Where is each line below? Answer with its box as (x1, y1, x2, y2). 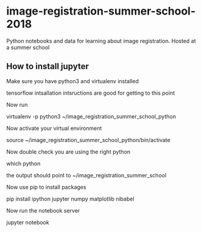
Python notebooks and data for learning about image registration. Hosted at (6, 37, 196, 44)
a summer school (6, 44, 50, 51)
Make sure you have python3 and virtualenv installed (6, 77, 139, 84)
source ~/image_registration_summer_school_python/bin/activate (6, 136, 170, 143)
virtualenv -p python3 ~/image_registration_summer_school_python (6, 112, 176, 120)
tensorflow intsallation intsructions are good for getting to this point (6, 89, 175, 97)
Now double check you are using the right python (6, 148, 131, 155)
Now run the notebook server (6, 206, 80, 214)
